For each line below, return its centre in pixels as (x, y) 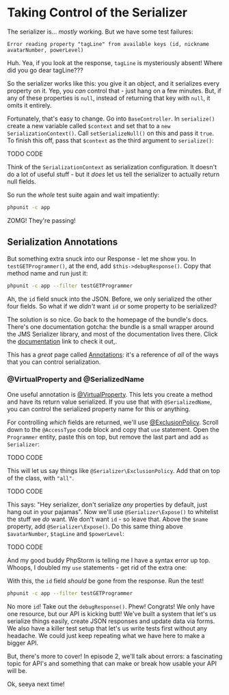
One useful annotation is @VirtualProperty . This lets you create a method (110, 394)
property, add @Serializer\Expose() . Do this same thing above (95, 526)
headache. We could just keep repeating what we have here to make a (106, 635)
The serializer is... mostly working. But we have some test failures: (100, 32)
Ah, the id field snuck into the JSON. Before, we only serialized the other (109, 299)
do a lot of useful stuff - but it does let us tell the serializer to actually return (113, 174)
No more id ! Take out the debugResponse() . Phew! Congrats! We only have (111, 606)
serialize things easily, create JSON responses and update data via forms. (111, 621)
